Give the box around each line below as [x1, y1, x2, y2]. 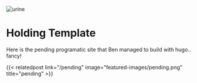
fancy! [6, 52, 22, 59]
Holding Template [6, 27, 96, 40]
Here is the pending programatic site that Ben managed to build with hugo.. [6, 46, 191, 53]
